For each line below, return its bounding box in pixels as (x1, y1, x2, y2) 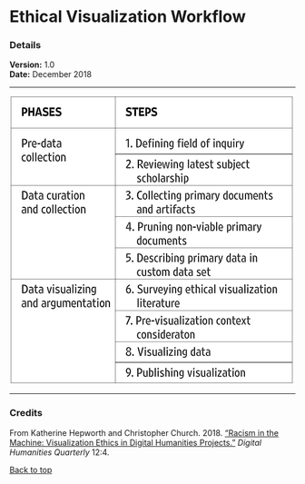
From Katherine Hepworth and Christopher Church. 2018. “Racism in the (9, 427, 280, 438)
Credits (9, 407, 43, 420)
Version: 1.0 (9, 59, 55, 70)
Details (9, 39, 42, 52)
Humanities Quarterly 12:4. (9, 447, 110, 458)
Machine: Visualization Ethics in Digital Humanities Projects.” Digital (9, 437, 261, 448)
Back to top (9, 464, 53, 475)
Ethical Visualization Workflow (9, 6, 247, 27)
